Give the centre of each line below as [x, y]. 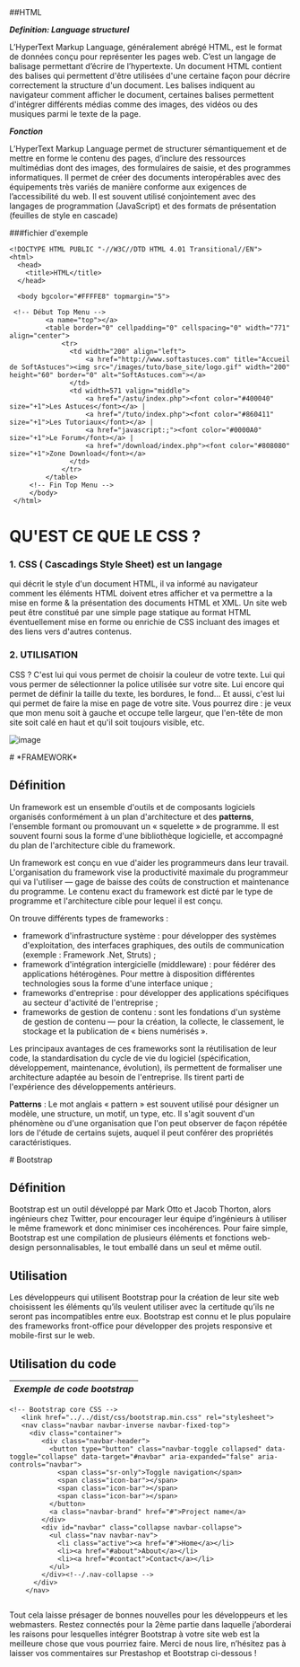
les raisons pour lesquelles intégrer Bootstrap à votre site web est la [134, 1634]
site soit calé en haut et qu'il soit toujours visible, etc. [107, 722]
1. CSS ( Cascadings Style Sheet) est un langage [116, 565]
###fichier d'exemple [49, 233]
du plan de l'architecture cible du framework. [92, 845]
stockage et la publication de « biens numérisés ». [115, 1031]
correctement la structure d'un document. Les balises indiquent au [132, 85]
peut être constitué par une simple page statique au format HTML [130, 613]
